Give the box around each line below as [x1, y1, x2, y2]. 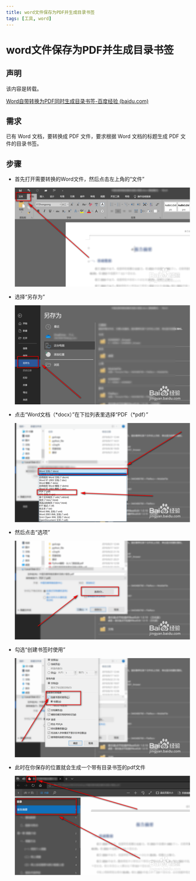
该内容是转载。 [6, 85, 42, 92]
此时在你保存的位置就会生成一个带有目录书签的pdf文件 [14, 764, 146, 771]
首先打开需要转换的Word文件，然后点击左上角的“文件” [14, 175, 145, 183]
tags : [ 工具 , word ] [6, 15, 52, 22]
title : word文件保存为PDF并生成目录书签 [6, 9, 95, 15]
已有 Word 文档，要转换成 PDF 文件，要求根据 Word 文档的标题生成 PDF [6, 133, 180, 140]
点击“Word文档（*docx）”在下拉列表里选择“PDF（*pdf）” [14, 411, 149, 418]
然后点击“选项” [14, 528, 51, 535]
